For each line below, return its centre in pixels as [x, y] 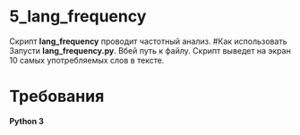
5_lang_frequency [78, 17]
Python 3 [27, 121]
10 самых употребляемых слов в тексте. [87, 60]
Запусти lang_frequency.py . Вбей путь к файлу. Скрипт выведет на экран [150, 50]
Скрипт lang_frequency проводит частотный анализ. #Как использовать [148, 41]
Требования [57, 97]
